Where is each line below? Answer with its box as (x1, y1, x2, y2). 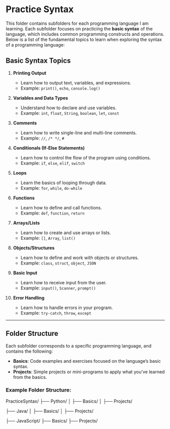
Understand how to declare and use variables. (20, 105, 117, 111)
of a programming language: (6, 41, 65, 48)
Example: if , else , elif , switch (20, 160, 85, 166)
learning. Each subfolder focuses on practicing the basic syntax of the (6, 25, 153, 31)
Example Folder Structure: (6, 387, 72, 394)
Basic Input (13, 270, 37, 276)
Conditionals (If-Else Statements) (13, 145, 85, 151)
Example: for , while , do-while (20, 185, 83, 191)
